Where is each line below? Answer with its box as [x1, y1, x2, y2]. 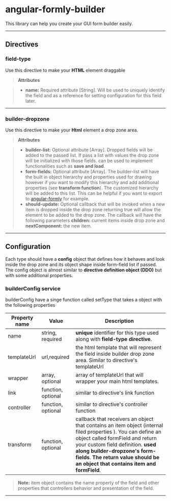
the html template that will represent [75, 344, 162, 351]
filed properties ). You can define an [75, 428, 162, 436]
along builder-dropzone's [75, 447, 140, 454]
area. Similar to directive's [75, 357, 138, 364]
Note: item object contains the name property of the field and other [17, 480, 159, 486]
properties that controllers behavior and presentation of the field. [17, 485, 154, 491]
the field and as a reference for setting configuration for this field [25, 92, 162, 98]
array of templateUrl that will [75, 372, 144, 379]
